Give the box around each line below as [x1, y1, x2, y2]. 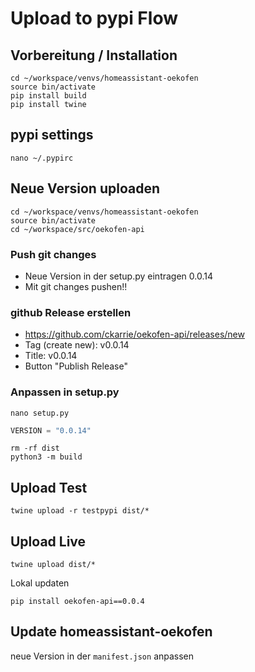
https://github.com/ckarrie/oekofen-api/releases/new [24, 328, 245, 341]
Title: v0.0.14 [24, 350, 78, 362]
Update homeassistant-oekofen [10, 623, 213, 641]
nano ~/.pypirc [10, 153, 74, 163]
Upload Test [10, 479, 88, 496]
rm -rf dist [10, 443, 60, 454]
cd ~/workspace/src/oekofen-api [10, 224, 145, 234]
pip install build [10, 91, 87, 101]
